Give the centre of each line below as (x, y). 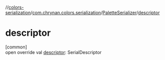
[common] (16, 47)
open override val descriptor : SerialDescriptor (54, 52)
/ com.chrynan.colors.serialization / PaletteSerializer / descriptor (95, 13)
